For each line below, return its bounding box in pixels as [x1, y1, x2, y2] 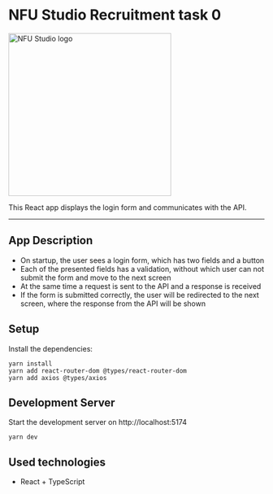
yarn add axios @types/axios [8, 374, 107, 382]
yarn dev [8, 433, 38, 441]
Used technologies [8, 455, 106, 469]
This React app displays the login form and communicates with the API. [8, 202, 247, 212]
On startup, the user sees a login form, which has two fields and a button [19, 255, 265, 265]
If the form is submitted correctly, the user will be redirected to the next [19, 290, 260, 299]
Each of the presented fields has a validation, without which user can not [19, 264, 264, 273]
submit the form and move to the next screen [19, 273, 172, 282]
